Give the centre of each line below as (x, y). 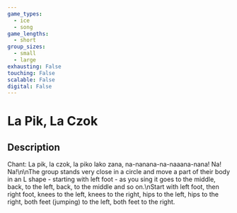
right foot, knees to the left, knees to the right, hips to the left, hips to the (113, 195)
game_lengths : (28, 34)
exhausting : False (34, 67)
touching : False (31, 73)
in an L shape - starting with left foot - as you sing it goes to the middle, (111, 179)
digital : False (30, 86)
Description (34, 147)
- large (25, 60)
